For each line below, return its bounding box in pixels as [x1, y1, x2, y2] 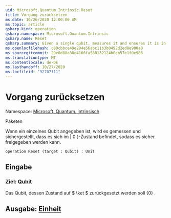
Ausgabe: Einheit [5, 205, 61, 213]
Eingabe [5, 163, 32, 171]
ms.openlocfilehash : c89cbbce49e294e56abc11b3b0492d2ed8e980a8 [5, 46, 143, 51]
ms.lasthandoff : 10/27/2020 [5, 64, 66, 70]
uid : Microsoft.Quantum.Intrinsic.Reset [5, 7, 93, 13]
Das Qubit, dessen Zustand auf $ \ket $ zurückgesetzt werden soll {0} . [5, 190, 156, 196]
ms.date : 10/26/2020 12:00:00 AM [5, 17, 77, 22]
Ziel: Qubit [5, 178, 32, 185]
